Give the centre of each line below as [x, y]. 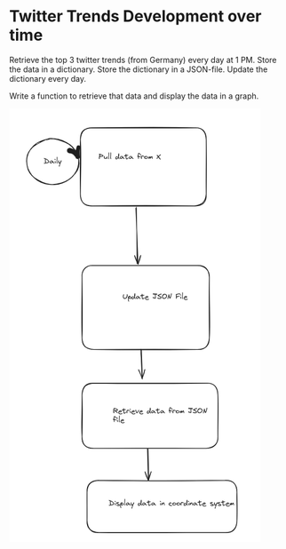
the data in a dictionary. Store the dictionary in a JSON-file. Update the [139, 69]
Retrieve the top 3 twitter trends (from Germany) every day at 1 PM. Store [143, 60]
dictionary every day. [48, 78]
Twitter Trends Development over [135, 16]
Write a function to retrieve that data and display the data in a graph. [134, 96]
